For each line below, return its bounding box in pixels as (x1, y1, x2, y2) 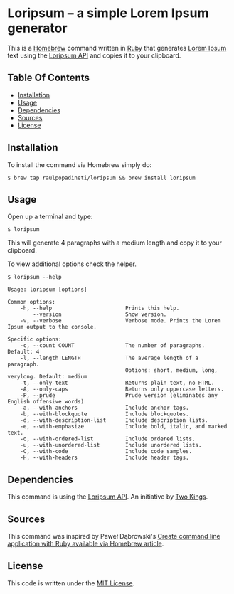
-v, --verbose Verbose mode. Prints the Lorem (20, 317, 221, 324)
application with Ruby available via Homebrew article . (7, 539, 164, 548)
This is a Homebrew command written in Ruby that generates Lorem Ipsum (7, 43, 227, 52)
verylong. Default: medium (7, 373, 87, 381)
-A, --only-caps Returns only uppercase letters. (20, 386, 224, 393)
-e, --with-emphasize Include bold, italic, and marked (20, 423, 228, 430)
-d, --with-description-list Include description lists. (20, 417, 208, 424)
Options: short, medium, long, (124, 367, 218, 374)
